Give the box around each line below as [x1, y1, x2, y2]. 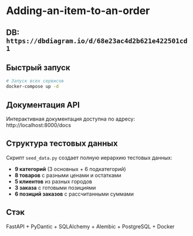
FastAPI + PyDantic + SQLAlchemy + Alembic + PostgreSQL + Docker [6, 223, 175, 230]
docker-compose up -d [6, 84, 59, 90]
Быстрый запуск [6, 63, 70, 73]
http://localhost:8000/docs [6, 121, 72, 128]
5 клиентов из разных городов [14, 177, 93, 185]
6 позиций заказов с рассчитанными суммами [14, 190, 134, 197]
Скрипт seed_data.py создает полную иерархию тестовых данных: [6, 154, 172, 161]
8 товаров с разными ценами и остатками [14, 172, 121, 179]
